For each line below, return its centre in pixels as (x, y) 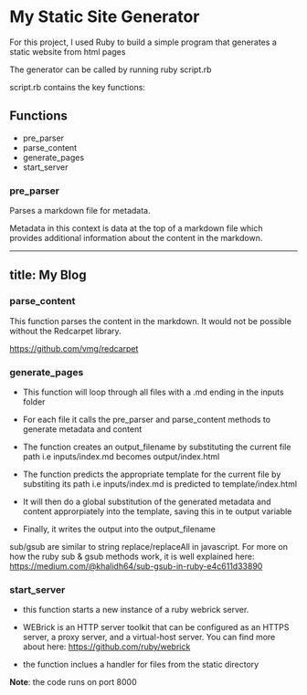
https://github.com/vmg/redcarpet (74, 348)
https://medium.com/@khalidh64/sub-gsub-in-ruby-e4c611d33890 (136, 566)
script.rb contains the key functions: (78, 87)
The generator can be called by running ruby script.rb (111, 69)
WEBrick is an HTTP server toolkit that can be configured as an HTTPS (156, 627)
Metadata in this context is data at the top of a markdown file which (136, 228)
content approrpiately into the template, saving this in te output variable (157, 511)
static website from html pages (68, 51)
